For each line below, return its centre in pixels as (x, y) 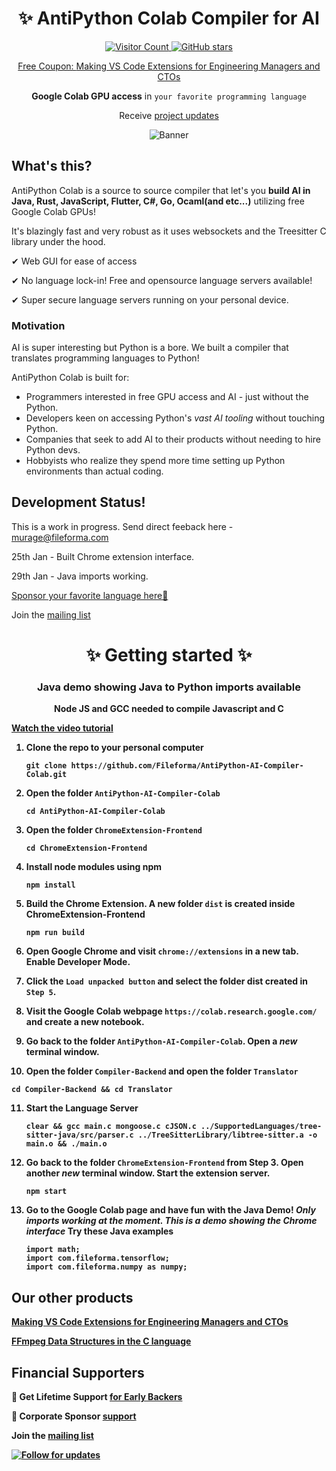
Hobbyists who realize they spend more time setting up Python (155, 461)
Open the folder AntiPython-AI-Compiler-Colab (123, 793)
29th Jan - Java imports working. (80, 576)
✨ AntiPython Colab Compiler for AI (169, 18)
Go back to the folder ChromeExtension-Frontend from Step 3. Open (164, 1163)
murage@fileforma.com (60, 537)
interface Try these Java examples (99, 1231)
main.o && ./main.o (66, 1144)
